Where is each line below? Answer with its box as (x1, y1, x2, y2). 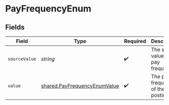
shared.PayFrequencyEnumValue (41, 82, 119, 89)
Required (124, 38, 146, 44)
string (41, 55, 55, 62)
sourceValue (8, 56, 37, 61)
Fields (5, 23, 25, 31)
